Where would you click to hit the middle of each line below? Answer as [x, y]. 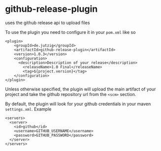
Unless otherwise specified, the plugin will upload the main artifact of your [80, 89]
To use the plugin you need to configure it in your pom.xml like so [70, 32]
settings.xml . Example [28, 109]
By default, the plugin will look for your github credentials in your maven [78, 104]
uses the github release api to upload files [48, 23]
